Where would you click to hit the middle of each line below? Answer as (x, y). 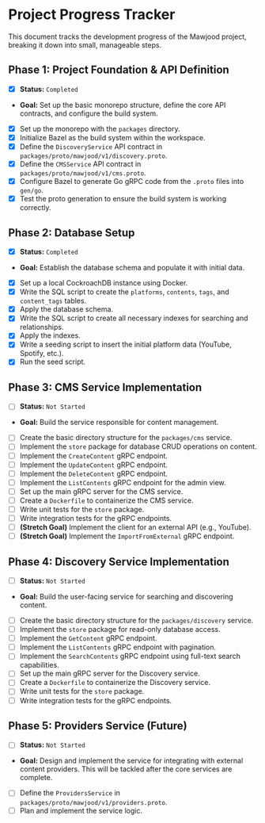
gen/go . (31, 190)
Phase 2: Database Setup (72, 233)
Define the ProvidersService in (70, 793)
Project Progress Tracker (92, 15)
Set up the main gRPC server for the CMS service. (101, 491)
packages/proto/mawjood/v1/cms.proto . (83, 173)
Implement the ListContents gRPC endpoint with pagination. (117, 647)
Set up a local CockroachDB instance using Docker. (104, 283)
